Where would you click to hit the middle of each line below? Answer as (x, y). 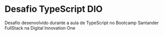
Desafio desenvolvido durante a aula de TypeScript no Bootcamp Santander (82, 23)
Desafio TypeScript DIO (54, 9)
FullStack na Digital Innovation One (40, 28)
